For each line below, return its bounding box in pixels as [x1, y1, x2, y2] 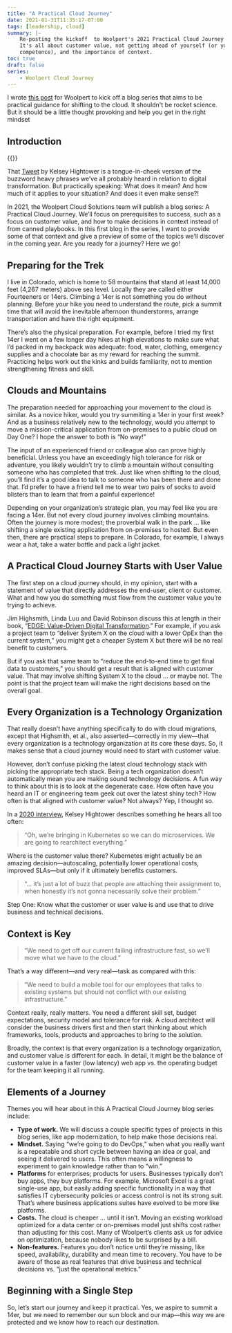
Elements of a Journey [7, 1086, 106, 1098]
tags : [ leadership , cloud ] [7, 23, 85, 30]
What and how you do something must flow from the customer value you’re [7, 593, 222, 602]
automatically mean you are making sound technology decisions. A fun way [7, 775, 222, 783]
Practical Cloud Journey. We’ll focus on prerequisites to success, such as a [7, 210, 221, 219]
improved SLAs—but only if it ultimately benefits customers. [7, 866, 178, 875]
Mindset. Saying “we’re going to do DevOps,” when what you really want [17, 1140, 225, 1148]
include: [7, 1112, 30, 1121]
